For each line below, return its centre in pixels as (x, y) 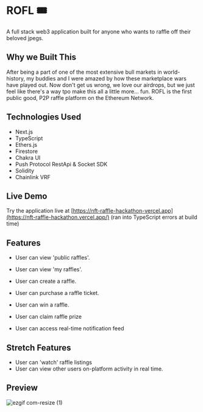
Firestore (27, 151)
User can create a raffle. (46, 281)
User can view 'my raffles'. (48, 269)
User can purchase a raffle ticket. (57, 293)
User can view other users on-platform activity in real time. (89, 369)
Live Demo (27, 196)
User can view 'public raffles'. (52, 258)
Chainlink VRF (33, 177)
